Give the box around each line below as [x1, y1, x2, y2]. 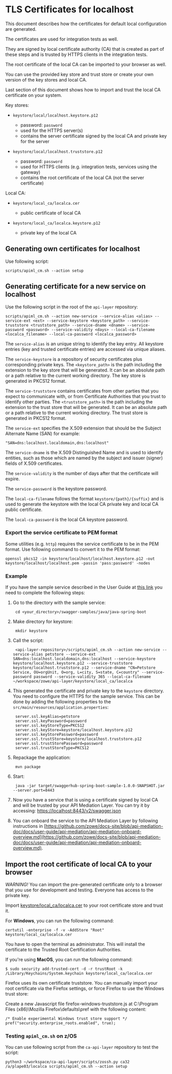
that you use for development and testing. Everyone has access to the [5, 887, 154, 893]
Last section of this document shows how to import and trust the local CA [5, 86, 161, 93]
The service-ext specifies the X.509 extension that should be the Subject [5, 425, 161, 431]
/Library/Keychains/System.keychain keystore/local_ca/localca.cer [5, 971, 153, 976]
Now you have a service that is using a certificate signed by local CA [12, 797, 158, 803]
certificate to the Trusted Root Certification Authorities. [5, 946, 122, 952]
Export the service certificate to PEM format [5, 529, 118, 536]
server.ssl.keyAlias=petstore [15, 714, 80, 719]
